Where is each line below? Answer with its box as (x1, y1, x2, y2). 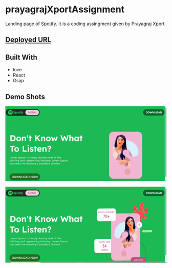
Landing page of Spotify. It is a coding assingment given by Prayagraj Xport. (5, 21, 166, 27)
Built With (5, 53, 37, 62)
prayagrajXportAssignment (5, 4, 125, 15)
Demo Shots (5, 92, 45, 101)
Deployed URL (5, 35, 52, 44)
